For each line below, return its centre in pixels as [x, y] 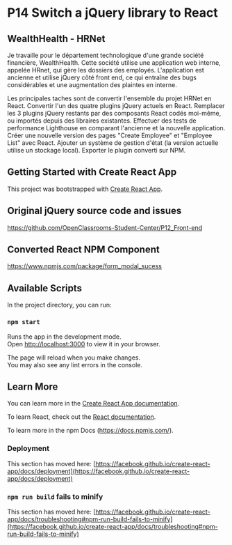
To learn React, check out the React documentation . [82, 417]
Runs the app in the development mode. [64, 337]
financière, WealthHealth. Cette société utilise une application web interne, [114, 63]
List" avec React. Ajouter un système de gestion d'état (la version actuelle [113, 143]
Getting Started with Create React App [92, 172]
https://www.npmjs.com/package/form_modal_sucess [84, 266]
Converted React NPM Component [83, 250]
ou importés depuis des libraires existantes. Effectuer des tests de [102, 121]
